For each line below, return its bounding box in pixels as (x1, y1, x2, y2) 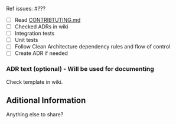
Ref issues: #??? (6, 5, 46, 12)
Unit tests (14, 37, 38, 44)
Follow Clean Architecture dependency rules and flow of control (14, 43, 171, 50)
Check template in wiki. (6, 78, 63, 85)
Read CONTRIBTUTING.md (14, 17, 81, 23)
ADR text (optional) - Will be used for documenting (6, 65, 155, 73)
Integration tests (14, 30, 55, 37)
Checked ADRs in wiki (14, 23, 69, 30)
